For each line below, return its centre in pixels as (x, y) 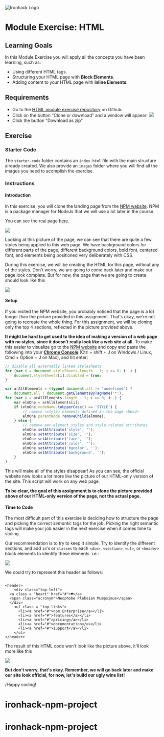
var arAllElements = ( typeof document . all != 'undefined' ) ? (69, 389)
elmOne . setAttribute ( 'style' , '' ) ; (59, 430)
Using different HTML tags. (39, 72)
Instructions (20, 184)
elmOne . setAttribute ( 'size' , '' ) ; (58, 434)
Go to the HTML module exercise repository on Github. (67, 109)
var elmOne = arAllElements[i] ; (47, 402)
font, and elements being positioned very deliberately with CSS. (69, 255)
